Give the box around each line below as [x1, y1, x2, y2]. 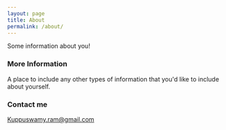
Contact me [7, 100, 48, 109]
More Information [7, 59, 67, 69]
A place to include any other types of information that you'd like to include [7, 75, 220, 83]
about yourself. [7, 82, 51, 91]
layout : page [7, 10, 45, 17]
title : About [7, 17, 45, 24]
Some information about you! [7, 42, 90, 50]
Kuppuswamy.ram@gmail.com [7, 115, 95, 123]
